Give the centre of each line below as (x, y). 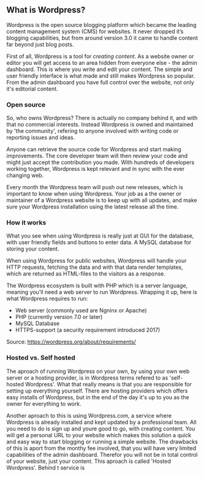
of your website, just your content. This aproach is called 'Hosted (89, 461)
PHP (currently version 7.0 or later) (59, 317)
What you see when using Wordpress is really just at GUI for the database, (100, 236)
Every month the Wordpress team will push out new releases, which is (95, 187)
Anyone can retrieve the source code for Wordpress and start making (94, 149)
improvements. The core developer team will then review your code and (97, 156)
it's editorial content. (32, 89)
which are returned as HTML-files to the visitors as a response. (86, 274)
